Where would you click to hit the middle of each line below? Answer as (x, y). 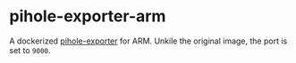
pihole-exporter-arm (88, 16)
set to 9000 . (30, 50)
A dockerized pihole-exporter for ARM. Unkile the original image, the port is (148, 41)
